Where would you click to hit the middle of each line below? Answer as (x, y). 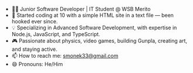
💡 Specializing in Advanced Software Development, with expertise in (94, 27)
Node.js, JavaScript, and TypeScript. (56, 34)
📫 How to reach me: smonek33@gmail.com (65, 56)
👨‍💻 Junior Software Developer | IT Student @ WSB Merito (81, 9)
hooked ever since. (35, 21)
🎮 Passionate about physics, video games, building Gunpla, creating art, (99, 41)
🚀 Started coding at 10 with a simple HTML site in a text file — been (93, 15)
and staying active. (34, 49)
